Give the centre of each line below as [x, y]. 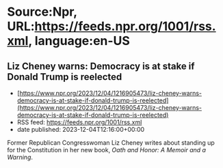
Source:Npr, [42, 12]
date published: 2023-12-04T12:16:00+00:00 [81, 129]
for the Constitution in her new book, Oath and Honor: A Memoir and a [107, 150]
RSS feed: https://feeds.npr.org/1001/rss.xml [79, 122]
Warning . [20, 157]
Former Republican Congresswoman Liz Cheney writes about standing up [111, 143]
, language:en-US [79, 41]
